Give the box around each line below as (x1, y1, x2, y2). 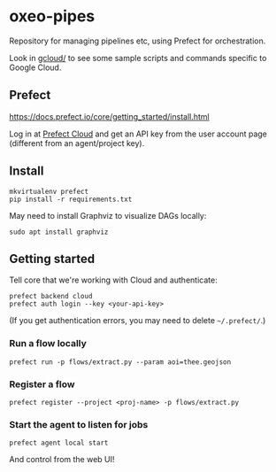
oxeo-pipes (9, 6, 96, 27)
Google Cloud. (9, 62, 62, 73)
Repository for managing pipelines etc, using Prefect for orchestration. (9, 35, 266, 46)
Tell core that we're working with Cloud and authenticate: (9, 275, 218, 285)
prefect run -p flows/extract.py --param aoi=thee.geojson (9, 357, 232, 367)
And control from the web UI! (9, 454, 115, 465)
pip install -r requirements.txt (9, 195, 133, 204)
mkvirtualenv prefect (9, 187, 89, 196)
